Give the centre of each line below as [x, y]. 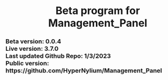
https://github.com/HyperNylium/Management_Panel [84, 71]
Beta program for [98, 11]
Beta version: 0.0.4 [33, 41]
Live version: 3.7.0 [32, 49]
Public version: [27, 64]
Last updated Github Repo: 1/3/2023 [58, 56]
